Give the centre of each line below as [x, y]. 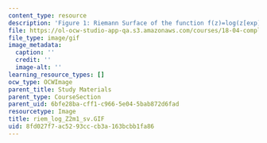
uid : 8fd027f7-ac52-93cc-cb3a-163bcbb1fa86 [81, 126]
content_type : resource [48, 15]
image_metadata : [35, 45]
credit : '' [33, 60]
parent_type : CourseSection [55, 97]
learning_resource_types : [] [56, 75]
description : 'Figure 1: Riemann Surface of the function [106, 23]
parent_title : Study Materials [60, 89]
